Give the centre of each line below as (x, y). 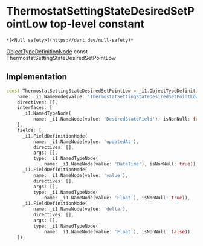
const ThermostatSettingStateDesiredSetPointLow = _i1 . (78, 91)
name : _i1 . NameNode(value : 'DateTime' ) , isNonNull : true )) (120, 164)
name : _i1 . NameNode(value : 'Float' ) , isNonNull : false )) (117, 231)
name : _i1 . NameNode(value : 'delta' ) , (81, 209)
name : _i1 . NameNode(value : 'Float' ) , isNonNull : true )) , (117, 198)
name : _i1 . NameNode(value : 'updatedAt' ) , (86, 141)
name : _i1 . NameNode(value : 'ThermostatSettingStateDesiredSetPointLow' (109, 96)
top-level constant (97, 24)
